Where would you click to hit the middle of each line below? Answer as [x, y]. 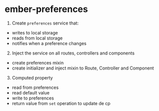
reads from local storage [37, 38]
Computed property [32, 77]
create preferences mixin [38, 62]
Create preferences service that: [45, 23]
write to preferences [33, 98]
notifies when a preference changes [49, 43]
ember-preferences [46, 9]
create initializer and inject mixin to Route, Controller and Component [83, 68]
